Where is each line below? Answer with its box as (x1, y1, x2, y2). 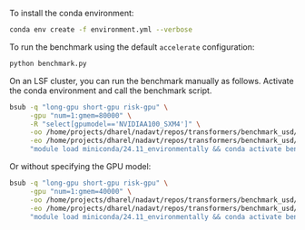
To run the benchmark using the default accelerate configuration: (9, 41, 255, 53)
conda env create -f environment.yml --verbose (9, 25, 193, 34)
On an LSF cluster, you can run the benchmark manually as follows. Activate (9, 75, 294, 86)
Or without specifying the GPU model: (9, 161, 152, 171)
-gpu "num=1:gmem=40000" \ (29, 187, 132, 196)
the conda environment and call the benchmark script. (9, 85, 212, 96)
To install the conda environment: (9, 8, 134, 18)
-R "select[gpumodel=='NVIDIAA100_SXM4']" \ (29, 120, 202, 129)
